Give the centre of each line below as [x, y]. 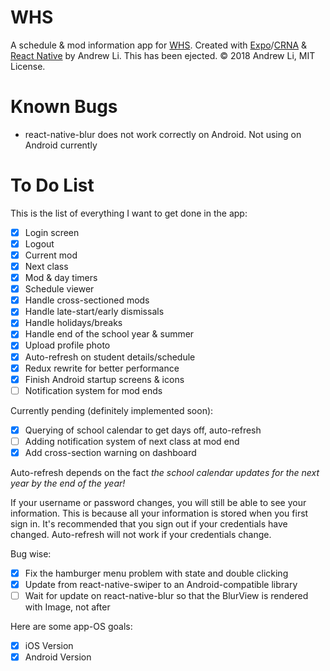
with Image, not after [67, 607]
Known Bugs [64, 107]
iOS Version [49, 646]
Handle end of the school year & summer [109, 334]
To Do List [52, 185]
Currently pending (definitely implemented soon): [112, 410]
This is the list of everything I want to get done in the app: [129, 213]
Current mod [51, 255]
